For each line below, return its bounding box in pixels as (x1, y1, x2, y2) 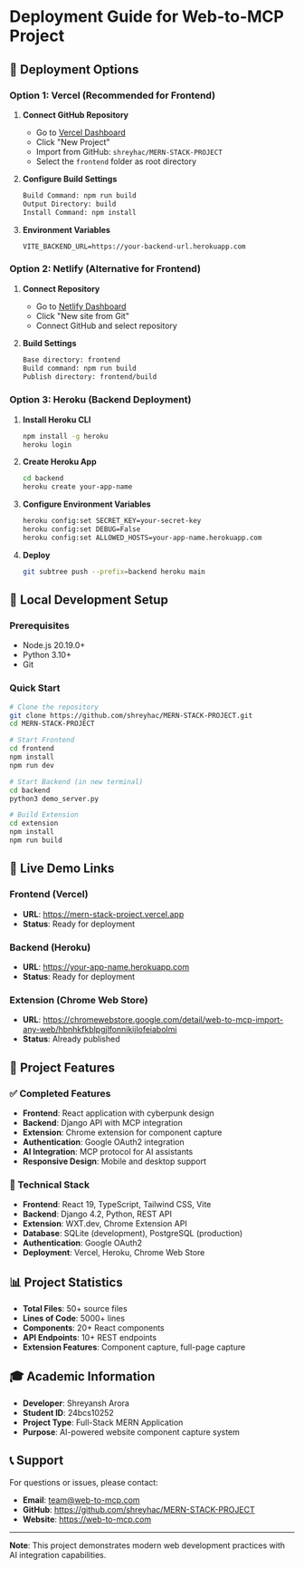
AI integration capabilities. (9, 1549, 107, 1560)
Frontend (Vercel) (9, 888, 89, 901)
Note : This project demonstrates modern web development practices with (9, 1539, 285, 1551)
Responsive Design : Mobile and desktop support (22, 1156, 206, 1167)
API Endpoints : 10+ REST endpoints (22, 1332, 157, 1343)
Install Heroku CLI (22, 414, 91, 425)
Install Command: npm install (22, 208, 138, 217)
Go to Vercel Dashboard (35, 127, 127, 138)
